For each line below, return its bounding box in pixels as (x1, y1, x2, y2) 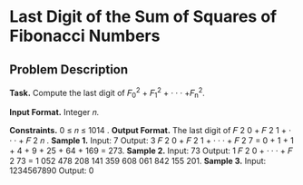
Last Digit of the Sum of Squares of (9, 6, 278, 27)
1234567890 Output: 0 (9, 165, 94, 176)
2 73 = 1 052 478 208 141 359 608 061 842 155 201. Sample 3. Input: (9, 156, 267, 167)
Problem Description (9, 62, 129, 77)
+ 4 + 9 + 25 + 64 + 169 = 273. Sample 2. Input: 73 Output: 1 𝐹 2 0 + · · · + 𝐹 (9, 145, 293, 156)
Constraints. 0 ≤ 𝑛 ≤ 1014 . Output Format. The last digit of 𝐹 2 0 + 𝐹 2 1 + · (9, 125, 292, 136)
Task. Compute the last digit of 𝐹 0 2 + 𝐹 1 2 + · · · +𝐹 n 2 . (9, 86, 206, 101)
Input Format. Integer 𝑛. (9, 107, 100, 118)
